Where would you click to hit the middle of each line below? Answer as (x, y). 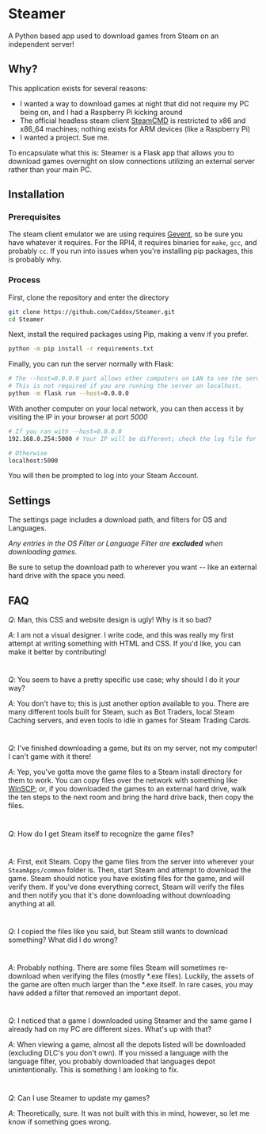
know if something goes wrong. (60, 1121)
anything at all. (32, 903)
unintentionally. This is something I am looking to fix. (94, 1070)
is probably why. (35, 259)
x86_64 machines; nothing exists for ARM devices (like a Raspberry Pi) (135, 128)
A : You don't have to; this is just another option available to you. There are (129, 703)
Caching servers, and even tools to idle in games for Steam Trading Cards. (129, 720)
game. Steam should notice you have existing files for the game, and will (126, 878)
